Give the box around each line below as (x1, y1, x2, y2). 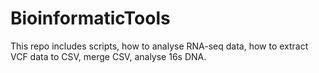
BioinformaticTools (10, 7, 171, 30)
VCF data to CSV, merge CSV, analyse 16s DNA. (10, 50, 207, 62)
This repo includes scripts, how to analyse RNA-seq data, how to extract (10, 40, 309, 52)
